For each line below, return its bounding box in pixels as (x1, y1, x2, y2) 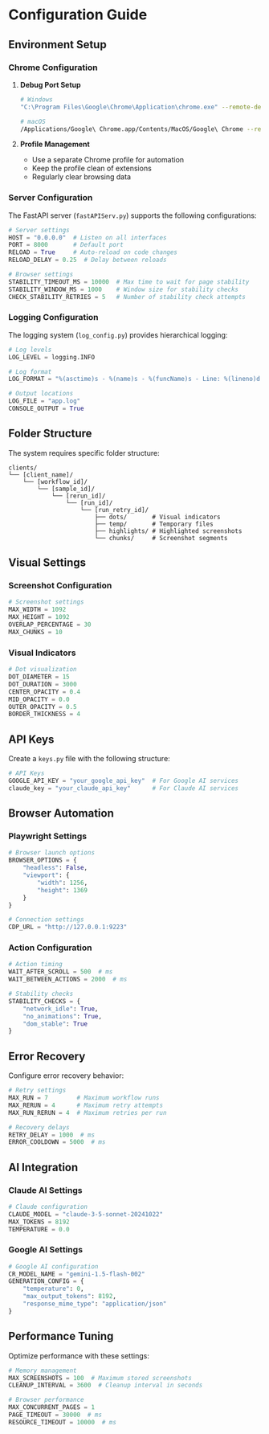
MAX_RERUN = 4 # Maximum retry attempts (8, 1101, 163, 1109)
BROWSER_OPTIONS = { (8, 856, 78, 865)
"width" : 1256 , (37, 879, 88, 887)
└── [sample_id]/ (37, 485, 95, 493)
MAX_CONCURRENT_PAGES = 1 (8, 1403, 95, 1411)
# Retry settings (8, 1087, 67, 1095)
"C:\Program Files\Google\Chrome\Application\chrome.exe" (19, 103, 218, 111)
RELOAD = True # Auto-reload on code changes (8, 248, 178, 256)
